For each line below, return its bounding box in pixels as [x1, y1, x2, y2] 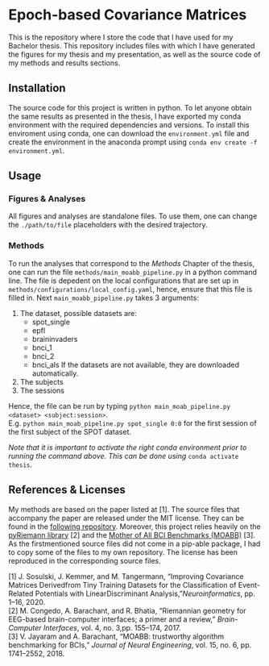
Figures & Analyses [8, 194, 86, 205]
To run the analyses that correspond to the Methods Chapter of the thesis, [8, 258, 255, 268]
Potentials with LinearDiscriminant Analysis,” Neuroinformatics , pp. [35, 589, 255, 598]
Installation [8, 81, 66, 95]
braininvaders [31, 334, 78, 343]
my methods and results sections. [8, 58, 121, 68]
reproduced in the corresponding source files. [8, 556, 161, 565]
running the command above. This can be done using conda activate [8, 451, 239, 460]
